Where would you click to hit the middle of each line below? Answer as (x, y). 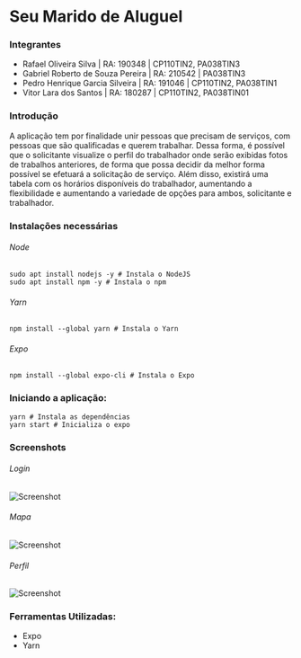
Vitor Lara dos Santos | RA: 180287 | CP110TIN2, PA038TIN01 (136, 93)
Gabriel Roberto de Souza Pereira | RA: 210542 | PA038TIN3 (134, 74)
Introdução (34, 116)
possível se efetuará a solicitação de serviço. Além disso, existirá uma (139, 173)
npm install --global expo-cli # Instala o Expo (102, 376)
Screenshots (38, 447)
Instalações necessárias (64, 226)
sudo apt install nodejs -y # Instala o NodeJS (100, 274)
